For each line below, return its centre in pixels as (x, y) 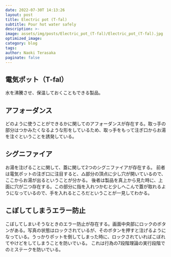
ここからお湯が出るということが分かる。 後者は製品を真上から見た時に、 (82, 180)
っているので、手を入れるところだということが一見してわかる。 (86, 193)
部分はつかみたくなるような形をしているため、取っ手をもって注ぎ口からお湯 (86, 130)
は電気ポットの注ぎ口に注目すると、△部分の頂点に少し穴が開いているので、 (86, 174)
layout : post (19, 15)
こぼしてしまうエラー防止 (45, 211)
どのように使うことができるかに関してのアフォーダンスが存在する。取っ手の (86, 124)
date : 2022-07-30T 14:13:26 (35, 10)
